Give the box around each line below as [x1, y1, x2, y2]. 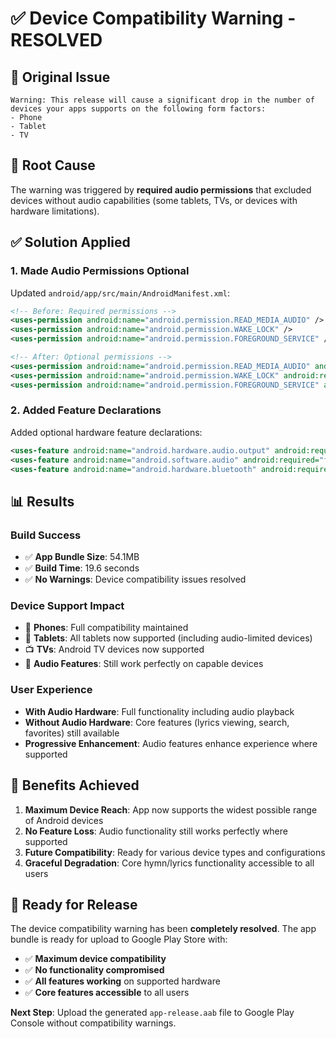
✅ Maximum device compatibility [24, 953, 167, 965]
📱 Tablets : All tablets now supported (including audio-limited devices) [24, 632, 313, 644]
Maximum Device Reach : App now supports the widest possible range [24, 803, 318, 816]
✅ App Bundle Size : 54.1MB [24, 551, 140, 563]
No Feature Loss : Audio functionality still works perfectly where [24, 825, 288, 837]
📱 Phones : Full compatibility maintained [24, 622, 189, 634]
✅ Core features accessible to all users [24, 987, 190, 999]
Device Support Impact [10, 599, 125, 613]
